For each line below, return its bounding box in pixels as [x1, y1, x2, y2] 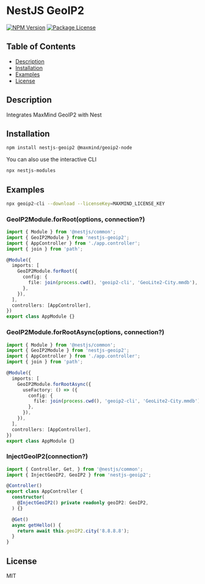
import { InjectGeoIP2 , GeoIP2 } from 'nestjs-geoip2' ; [6, 472, 151, 478]
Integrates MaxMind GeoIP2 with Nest [6, 111, 102, 118]
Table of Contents [6, 41, 76, 52]
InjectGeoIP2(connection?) [6, 452, 88, 461]
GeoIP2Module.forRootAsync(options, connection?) [6, 328, 165, 337]
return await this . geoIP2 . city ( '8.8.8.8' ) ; [17, 528, 130, 534]
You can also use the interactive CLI [6, 156, 96, 163]
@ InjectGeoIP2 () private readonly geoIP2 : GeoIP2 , [17, 500, 149, 506]
